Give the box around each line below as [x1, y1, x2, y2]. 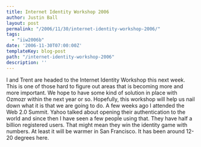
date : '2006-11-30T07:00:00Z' [6, 43, 83, 49]
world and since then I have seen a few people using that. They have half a [6, 114, 193, 122]
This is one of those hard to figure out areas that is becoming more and [6, 82, 183, 90]
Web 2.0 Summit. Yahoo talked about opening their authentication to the [6, 108, 186, 116]
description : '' [6, 59, 47, 65]
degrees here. [14, 134, 49, 141]
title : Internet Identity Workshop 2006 [6, 8, 110, 15]
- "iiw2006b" [11, 37, 45, 43]
